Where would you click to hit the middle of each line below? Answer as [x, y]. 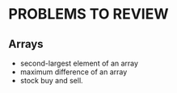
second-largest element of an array [79, 63]
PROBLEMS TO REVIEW [88, 14]
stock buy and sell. [51, 80]
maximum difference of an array [74, 72]
